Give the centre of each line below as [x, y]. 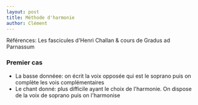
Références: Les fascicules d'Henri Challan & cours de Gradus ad [88, 41]
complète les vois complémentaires [60, 82]
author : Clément [27, 23]
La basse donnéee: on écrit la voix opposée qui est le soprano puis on [103, 76]
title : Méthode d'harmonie [41, 18]
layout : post [23, 12]
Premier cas [24, 63]
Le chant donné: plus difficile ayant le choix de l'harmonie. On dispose [103, 89]
